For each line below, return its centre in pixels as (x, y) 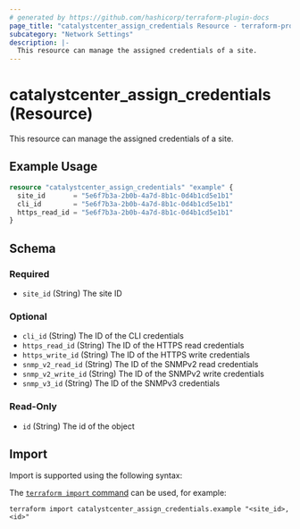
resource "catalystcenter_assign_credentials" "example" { (121, 187)
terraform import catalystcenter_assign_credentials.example (125, 509)
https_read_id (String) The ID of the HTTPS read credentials (133, 346)
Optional (28, 316)
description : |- (39, 42)
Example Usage (54, 167)
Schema (33, 248)
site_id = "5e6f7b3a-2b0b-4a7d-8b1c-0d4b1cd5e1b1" (125, 196)
